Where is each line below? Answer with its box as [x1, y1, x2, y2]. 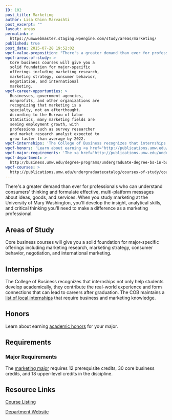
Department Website [5, 409, 49, 415]
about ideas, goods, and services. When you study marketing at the [5, 194, 148, 200]
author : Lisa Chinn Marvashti [5, 17, 70, 22]
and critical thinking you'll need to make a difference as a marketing [5, 205, 148, 212]
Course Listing [5, 399, 36, 405]
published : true [5, 41, 40, 46]
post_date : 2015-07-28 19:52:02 [5, 46, 74, 51]
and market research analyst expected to [10, 131, 100, 136]
